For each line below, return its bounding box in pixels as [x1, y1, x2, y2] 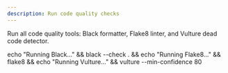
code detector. [7, 36, 49, 45]
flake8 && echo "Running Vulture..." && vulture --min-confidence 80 [7, 57, 202, 66]
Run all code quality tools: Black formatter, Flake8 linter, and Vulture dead [7, 29, 218, 38]
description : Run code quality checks [7, 10, 120, 17]
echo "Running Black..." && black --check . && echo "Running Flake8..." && [7, 50, 221, 58]
